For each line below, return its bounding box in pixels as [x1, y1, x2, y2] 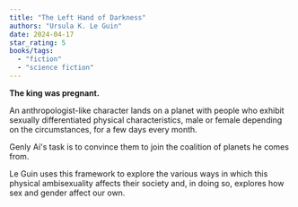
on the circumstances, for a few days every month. [9, 124, 197, 134]
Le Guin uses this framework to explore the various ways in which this [9, 168, 268, 179]
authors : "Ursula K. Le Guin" [9, 22, 123, 30]
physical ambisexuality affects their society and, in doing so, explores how [9, 177, 285, 188]
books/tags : [9, 47, 54, 56]
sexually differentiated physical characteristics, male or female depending [9, 114, 283, 125]
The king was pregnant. [9, 87, 101, 99]
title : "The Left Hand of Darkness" [9, 13, 146, 22]
